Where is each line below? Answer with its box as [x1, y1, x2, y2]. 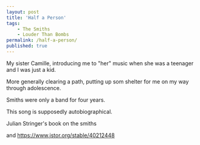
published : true [6, 43, 47, 49]
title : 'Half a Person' [6, 15, 67, 21]
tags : [6, 20, 20, 26]
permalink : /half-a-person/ [6, 37, 78, 43]
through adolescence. [6, 84, 61, 91]
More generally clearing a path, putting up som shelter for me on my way [6, 77, 189, 85]
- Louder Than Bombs [17, 32, 69, 38]
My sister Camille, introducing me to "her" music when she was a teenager [6, 59, 194, 67]
